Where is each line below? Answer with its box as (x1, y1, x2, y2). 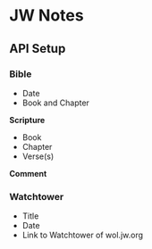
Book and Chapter (21, 97, 89, 108)
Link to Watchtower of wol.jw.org (21, 229, 143, 241)
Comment (9, 168, 47, 178)
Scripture (9, 114, 46, 125)
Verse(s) (21, 151, 55, 162)
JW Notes (9, 5, 84, 26)
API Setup (9, 41, 66, 56)
